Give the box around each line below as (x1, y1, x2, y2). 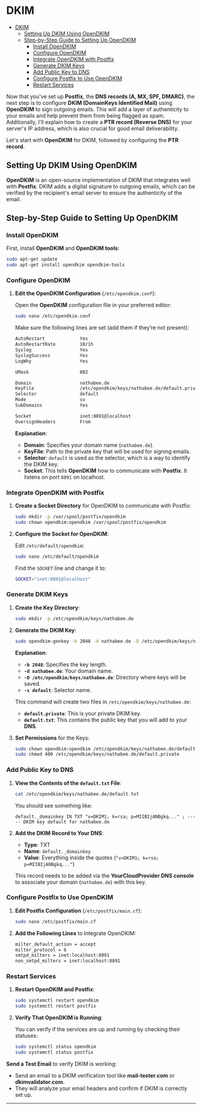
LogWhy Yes (14, 358, 88, 364)
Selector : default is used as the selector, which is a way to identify (23, 454, 191, 461)
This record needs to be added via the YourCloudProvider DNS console (14, 871, 194, 879)
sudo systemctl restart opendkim (14, 997, 99, 1003)
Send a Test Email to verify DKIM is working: (6, 1060, 117, 1067)
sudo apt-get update (6, 257, 58, 263)
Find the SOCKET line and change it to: (14, 564, 106, 572)
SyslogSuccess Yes (14, 352, 88, 358)
